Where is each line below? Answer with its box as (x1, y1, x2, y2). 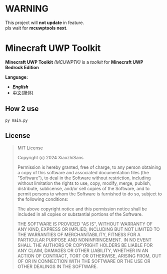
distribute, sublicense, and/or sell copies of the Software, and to (17, 185, 150, 191)
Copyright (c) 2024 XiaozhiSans (17, 154, 84, 160)
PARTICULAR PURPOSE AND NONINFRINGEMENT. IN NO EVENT (17, 236, 152, 243)
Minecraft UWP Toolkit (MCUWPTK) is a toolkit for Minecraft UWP (5, 59, 143, 65)
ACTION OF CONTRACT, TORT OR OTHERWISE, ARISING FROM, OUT (17, 252, 161, 258)
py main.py (5, 118, 28, 123)
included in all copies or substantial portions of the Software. (17, 211, 143, 217)
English (12, 84, 29, 90)
